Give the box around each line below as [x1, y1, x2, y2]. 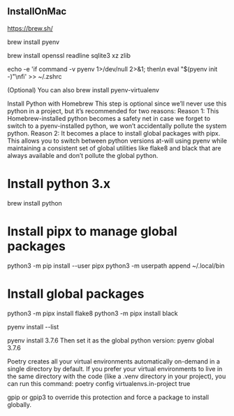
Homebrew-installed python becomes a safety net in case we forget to [7, 114, 211, 122]
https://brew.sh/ [7, 24, 54, 32]
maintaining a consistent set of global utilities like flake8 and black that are [7, 143, 221, 152]
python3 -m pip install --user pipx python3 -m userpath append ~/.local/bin [7, 261, 225, 270]
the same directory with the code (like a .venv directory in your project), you [7, 372, 226, 380]
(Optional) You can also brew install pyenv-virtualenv [7, 85, 159, 94]
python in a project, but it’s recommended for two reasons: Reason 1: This [7, 106, 219, 115]
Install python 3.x [7, 176, 110, 192]
